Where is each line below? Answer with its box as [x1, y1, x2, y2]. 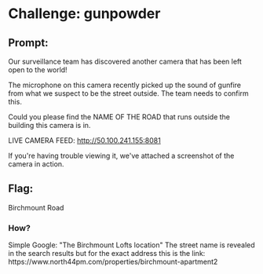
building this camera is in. [8, 121, 91, 130]
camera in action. [8, 159, 64, 169]
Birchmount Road [8, 203, 64, 212]
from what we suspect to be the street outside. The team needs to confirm [8, 89, 249, 98]
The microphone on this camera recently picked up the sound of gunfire [8, 80, 242, 90]
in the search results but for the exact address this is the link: [8, 249, 206, 258]
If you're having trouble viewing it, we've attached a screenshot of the [8, 151, 235, 160]
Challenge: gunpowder [8, 5, 161, 23]
